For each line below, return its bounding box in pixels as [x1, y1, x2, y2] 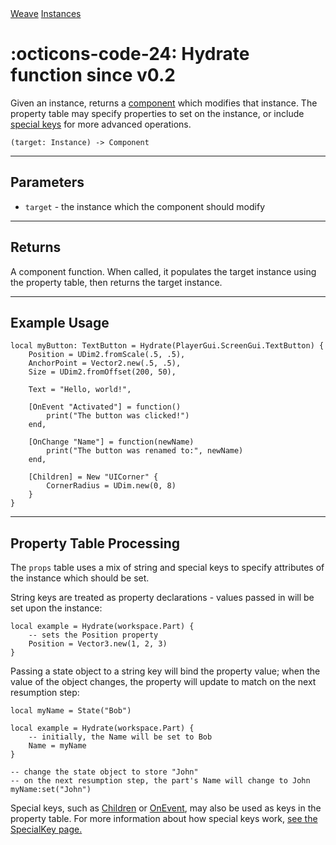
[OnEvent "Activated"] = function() [28, 402, 182, 412]
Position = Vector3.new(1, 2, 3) [28, 639, 168, 649]
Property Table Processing [10, 535, 181, 552]
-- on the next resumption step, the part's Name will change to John [10, 776, 311, 786]
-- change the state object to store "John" [10, 767, 199, 777]
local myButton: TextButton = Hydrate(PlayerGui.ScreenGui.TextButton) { [10, 341, 325, 351]
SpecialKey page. [10, 823, 83, 836]
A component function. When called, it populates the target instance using [10, 265, 317, 277]
